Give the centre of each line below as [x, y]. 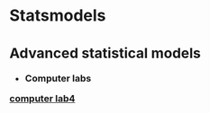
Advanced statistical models [105, 53]
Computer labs [58, 78]
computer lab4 [42, 99]
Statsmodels [58, 16]
